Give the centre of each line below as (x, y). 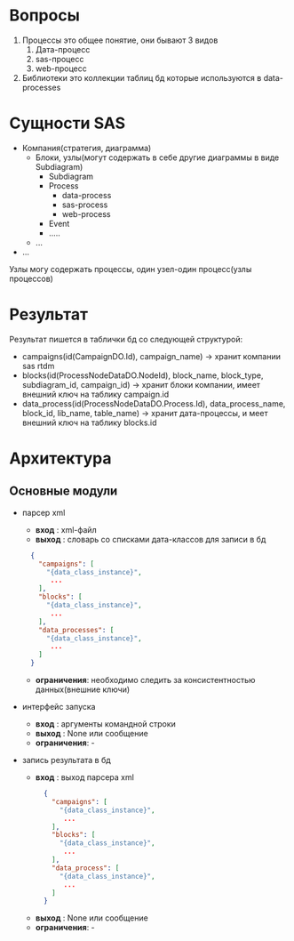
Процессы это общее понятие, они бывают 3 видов (120, 40)
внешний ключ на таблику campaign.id (95, 394)
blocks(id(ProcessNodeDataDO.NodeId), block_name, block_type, (143, 375)
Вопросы (44, 16)
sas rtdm (38, 366)
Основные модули (64, 491)
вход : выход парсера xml (85, 777)
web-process (86, 213)
